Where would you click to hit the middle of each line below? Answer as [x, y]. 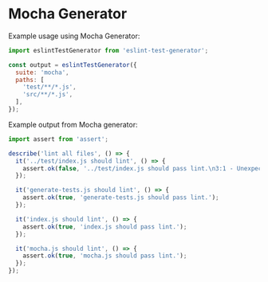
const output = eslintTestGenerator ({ [73, 65]
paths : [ [30, 80]
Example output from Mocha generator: [73, 124]
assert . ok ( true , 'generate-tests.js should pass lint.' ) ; [121, 198]
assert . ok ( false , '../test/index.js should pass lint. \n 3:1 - [128, 168]
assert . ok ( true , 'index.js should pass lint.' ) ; [105, 227]
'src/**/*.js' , [48, 95]
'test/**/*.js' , [50, 87]
